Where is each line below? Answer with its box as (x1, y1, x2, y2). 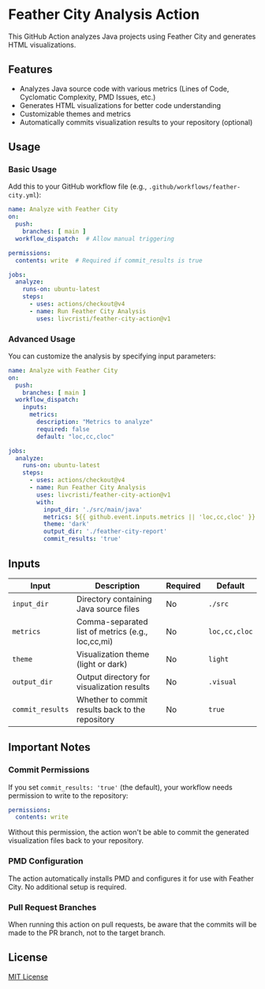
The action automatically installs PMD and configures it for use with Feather (8, 874, 254, 883)
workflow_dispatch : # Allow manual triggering (15, 234, 175, 242)
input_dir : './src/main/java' (43, 505, 144, 514)
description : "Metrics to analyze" (36, 418, 154, 426)
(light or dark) (76, 658, 128, 669)
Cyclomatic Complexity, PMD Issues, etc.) (19, 92, 156, 102)
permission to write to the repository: (8, 791, 129, 800)
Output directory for (76, 671, 151, 682)
